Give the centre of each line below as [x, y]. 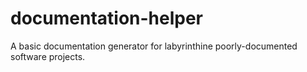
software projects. [48, 56]
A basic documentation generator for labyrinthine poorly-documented [154, 46]
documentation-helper [107, 18]
